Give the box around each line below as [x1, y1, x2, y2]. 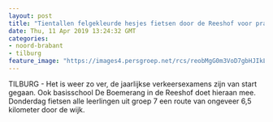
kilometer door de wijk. [8, 104, 85, 114]
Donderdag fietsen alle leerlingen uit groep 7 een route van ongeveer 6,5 [8, 96, 252, 106]
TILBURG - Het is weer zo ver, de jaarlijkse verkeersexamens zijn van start [8, 78, 258, 89]
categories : [8, 34, 49, 43]
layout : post [8, 11, 53, 20]
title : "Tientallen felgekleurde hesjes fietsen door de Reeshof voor [8, 19, 253, 27]
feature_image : [8, 57, 60, 65]
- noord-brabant [8, 42, 63, 50]
